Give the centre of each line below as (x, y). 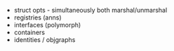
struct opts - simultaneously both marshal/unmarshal (91, 10)
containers (29, 32)
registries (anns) (38, 17)
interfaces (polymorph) (47, 25)
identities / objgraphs (45, 40)
